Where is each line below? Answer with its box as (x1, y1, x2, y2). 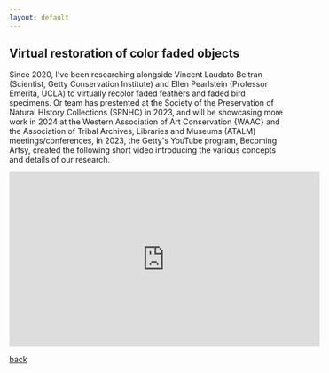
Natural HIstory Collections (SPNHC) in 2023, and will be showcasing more (9, 107, 284, 118)
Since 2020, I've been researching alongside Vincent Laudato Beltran (9, 69, 263, 80)
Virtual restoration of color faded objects (9, 46, 239, 61)
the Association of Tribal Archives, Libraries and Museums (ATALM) (9, 126, 256, 137)
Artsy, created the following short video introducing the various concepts (9, 145, 277, 155)
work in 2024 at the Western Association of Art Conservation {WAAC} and (9, 116, 281, 127)
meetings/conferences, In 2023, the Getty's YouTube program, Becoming (9, 135, 278, 147)
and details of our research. (9, 155, 111, 165)
